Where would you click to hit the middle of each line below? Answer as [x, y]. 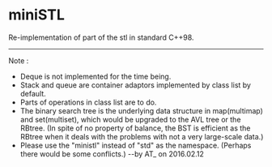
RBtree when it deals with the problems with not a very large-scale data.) [142, 136]
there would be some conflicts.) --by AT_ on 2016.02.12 [112, 154]
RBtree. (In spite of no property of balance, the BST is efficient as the [135, 128]
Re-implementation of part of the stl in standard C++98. [101, 37]
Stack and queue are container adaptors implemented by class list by [135, 85]
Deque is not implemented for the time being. [96, 76]
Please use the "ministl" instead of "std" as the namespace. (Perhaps [136, 145]
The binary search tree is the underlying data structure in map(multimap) [141, 110]
